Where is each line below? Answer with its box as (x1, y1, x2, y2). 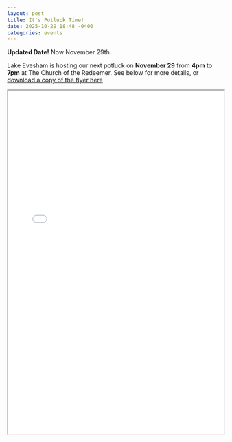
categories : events (7, 29, 63, 36)
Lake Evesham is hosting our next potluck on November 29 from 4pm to (7, 61, 213, 69)
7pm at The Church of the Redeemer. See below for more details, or (7, 69, 199, 77)
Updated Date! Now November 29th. (7, 48, 112, 56)
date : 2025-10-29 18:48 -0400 (7, 23, 94, 30)
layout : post (7, 10, 45, 17)
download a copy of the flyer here (7, 76, 103, 85)
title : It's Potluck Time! (7, 16, 84, 23)
